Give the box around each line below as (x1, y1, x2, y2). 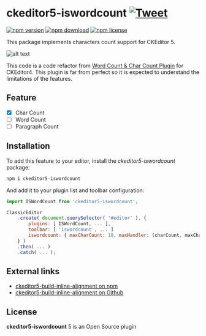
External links (6, 266, 60, 277)
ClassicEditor (6, 209, 43, 215)
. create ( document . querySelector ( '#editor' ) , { (17, 215, 147, 222)
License (6, 307, 37, 317)
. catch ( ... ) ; (17, 249, 56, 255)
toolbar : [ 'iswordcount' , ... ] (28, 226, 114, 233)
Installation (6, 141, 50, 151)
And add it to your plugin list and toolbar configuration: (6, 187, 145, 194)
